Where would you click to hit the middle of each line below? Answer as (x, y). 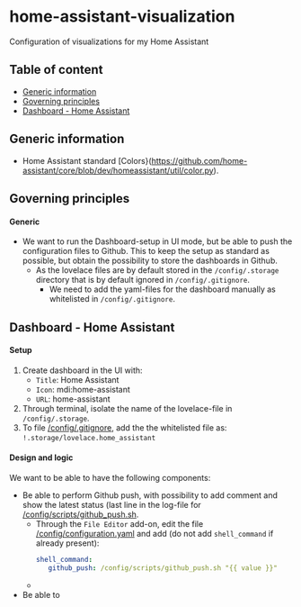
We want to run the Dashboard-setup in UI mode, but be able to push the (157, 241)
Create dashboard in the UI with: (82, 370)
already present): (67, 543)
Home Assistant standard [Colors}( (87, 160)
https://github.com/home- (199, 160)
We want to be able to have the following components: (110, 477)
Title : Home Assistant (77, 379)
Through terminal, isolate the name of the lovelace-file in (127, 408)
